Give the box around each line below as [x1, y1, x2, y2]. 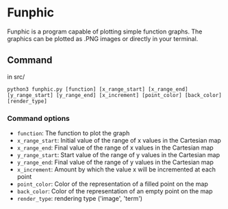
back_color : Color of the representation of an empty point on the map [16, 187, 213, 195]
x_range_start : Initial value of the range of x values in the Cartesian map [16, 137, 221, 145]
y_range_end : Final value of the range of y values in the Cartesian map [16, 158, 214, 167]
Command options [7, 113, 71, 123]
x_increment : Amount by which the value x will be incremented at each [16, 165, 216, 173]
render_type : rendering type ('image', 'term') [16, 195, 142, 203]
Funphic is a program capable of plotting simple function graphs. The [7, 27, 203, 36]
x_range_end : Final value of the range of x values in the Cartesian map [16, 143, 214, 152]
